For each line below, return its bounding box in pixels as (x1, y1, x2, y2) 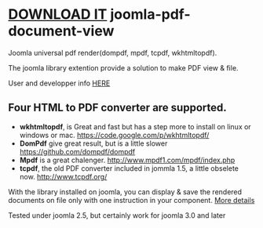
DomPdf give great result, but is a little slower (19, 139, 168, 148)
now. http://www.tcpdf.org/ (19, 172, 108, 181)
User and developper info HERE (8, 78, 111, 88)
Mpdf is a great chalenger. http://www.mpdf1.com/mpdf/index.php (19, 155, 236, 165)
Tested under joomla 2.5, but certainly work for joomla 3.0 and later (8, 210, 226, 220)
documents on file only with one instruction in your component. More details (8, 195, 255, 204)
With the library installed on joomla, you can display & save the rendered (8, 186, 242, 197)
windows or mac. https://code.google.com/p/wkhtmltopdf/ (19, 130, 210, 139)
